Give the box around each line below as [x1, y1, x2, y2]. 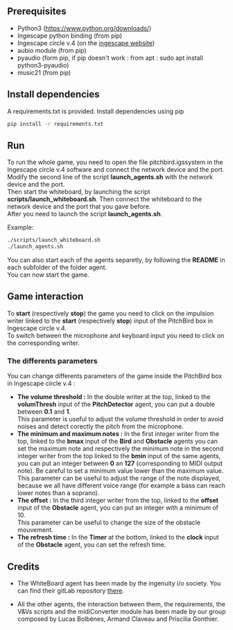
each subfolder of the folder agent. [7, 264, 107, 272]
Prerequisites [7, 6, 67, 17]
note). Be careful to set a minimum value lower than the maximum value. [17, 467, 224, 475]
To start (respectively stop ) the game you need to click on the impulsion [7, 309, 214, 317]
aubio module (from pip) [17, 46, 87, 54]
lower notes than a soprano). [17, 489, 100, 497]
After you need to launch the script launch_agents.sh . [7, 210, 163, 218]
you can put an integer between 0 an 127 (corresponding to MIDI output [17, 459, 223, 468]
